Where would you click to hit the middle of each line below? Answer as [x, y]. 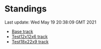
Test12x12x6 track [30, 37]
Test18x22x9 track [30, 41]
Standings [26, 9]
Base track [22, 31]
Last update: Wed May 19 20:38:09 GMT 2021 [50, 22]
